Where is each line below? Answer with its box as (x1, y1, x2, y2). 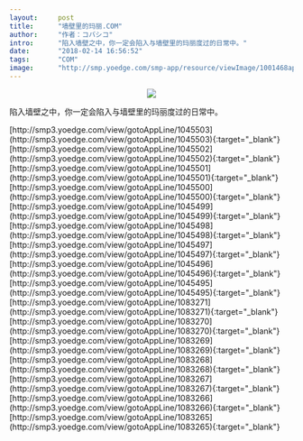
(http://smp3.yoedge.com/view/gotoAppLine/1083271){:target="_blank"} (9, 306, 279, 317)
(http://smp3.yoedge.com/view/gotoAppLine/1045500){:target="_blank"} (9, 191, 281, 202)
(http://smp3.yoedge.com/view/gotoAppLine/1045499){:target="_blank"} (9, 210, 281, 221)
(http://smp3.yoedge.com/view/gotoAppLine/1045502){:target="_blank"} (9, 152, 281, 163)
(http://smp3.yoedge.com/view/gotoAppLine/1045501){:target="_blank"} (9, 172, 280, 183)
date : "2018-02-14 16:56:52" (9, 47, 143, 56)
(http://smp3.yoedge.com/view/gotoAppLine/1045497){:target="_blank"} (9, 249, 280, 260)
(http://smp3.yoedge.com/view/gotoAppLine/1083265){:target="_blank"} (9, 421, 280, 432)
